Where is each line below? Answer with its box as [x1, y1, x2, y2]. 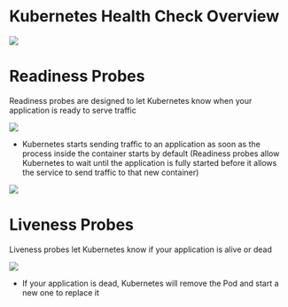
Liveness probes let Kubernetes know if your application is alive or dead [9, 244, 272, 255]
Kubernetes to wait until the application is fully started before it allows [21, 157, 277, 168]
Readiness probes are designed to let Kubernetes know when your [9, 95, 253, 106]
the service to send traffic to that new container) [21, 167, 199, 177]
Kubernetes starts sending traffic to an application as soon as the [21, 138, 261, 149]
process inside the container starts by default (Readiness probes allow [21, 148, 280, 159]
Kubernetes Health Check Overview [9, 6, 280, 27]
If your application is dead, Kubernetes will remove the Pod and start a [21, 278, 279, 288]
